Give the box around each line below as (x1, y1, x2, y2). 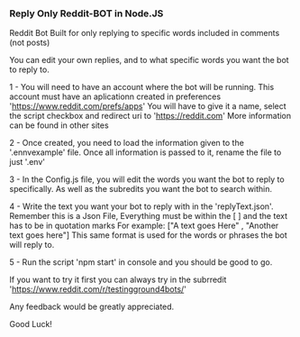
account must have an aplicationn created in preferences (9, 91, 222, 102)
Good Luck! (9, 319, 52, 330)
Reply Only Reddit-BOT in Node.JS (9, 7, 164, 20)
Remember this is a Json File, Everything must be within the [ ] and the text (9, 211, 288, 222)
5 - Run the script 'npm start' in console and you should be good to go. (9, 257, 273, 268)
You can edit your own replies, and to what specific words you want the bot (9, 55, 290, 66)
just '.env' (9, 157, 45, 168)
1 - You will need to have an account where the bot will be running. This (9, 82, 275, 93)
